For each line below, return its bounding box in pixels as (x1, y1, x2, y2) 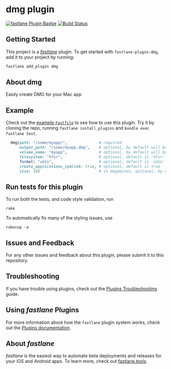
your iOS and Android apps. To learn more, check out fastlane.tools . (6, 358, 148, 364)
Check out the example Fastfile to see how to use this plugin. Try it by (6, 119, 154, 126)
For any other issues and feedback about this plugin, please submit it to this (6, 252, 164, 258)
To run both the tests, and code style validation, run (6, 196, 114, 202)
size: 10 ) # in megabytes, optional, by (19, 169, 163, 174)
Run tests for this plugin (6, 182, 83, 191)
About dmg (6, 78, 42, 87)
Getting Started (6, 35, 56, 44)
